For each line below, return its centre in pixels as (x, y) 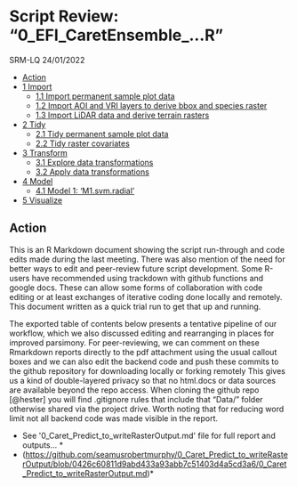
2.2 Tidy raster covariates (83, 143)
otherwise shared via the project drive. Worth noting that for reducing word (147, 409)
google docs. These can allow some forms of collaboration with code (136, 288)
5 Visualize (42, 200)
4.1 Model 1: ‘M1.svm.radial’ (85, 191)
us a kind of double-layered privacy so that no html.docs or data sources (143, 380)
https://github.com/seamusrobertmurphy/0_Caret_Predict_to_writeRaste (157, 454)
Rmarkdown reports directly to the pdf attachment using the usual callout (143, 352)
